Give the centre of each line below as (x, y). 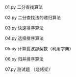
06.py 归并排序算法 (25, 59)
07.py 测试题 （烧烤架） (29, 69)
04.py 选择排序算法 (25, 38)
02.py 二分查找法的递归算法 (33, 18)
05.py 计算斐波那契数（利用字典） (39, 48)
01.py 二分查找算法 (24, 7)
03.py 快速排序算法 (25, 28)
